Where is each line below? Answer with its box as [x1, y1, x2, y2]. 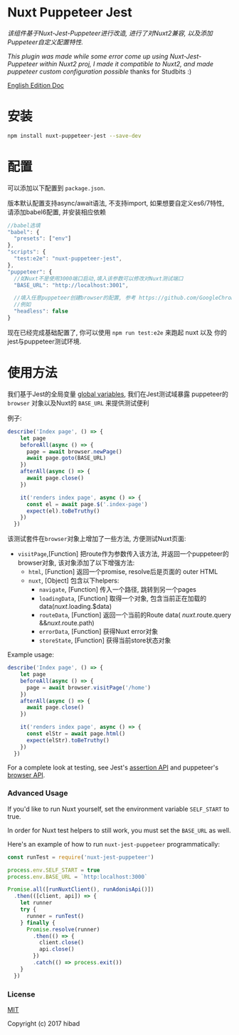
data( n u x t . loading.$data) [38, 602, 112, 611]
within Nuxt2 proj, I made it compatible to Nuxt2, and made [39, 59, 214, 68]
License [7, 989, 36, 999]
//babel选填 [7, 222, 41, 229]
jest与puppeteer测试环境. [7, 337, 82, 345]
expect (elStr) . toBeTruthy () [26, 737, 110, 744]
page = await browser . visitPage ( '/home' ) [26, 684, 152, 691]
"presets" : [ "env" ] [14, 235, 72, 243]
